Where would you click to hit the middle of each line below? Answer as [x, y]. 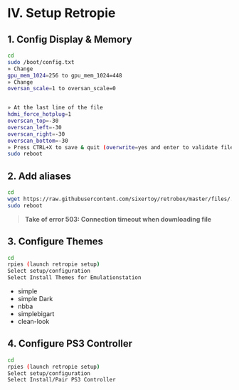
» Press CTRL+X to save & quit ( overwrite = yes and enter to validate [113, 147]
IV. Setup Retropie [62, 13]
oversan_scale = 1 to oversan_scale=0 [62, 89]
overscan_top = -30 [33, 121]
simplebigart [36, 314]
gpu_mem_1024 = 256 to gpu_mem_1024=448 [65, 75]
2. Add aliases [39, 176]
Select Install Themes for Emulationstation [74, 278]
